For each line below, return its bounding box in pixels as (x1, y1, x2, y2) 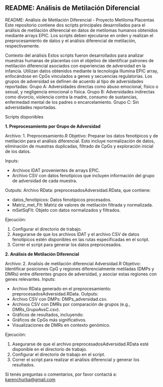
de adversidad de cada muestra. (12, 178, 77, 183)
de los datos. (5, 148, 31, 154)
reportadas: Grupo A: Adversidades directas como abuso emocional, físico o (5, 83, 159, 90)
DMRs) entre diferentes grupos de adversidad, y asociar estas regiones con (5, 271, 157, 277)
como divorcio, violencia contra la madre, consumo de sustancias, (5, 94, 138, 100)
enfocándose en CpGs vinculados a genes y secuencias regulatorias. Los (5, 73, 152, 79)
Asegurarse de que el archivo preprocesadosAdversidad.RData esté (12, 341, 149, 347)
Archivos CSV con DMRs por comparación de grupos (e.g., (12, 301, 130, 307)
